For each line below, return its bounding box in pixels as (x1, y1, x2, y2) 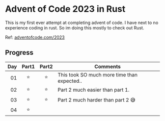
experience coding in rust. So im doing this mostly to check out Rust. (5, 24, 144, 30)
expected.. (57, 77, 82, 84)
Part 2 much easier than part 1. (57, 87, 130, 94)
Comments (94, 63, 121, 70)
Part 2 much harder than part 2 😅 (57, 97, 136, 103)
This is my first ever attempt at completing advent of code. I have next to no (5, 20, 159, 25)
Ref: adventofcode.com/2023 (5, 34, 65, 40)
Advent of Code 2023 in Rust (5, 3, 126, 15)
